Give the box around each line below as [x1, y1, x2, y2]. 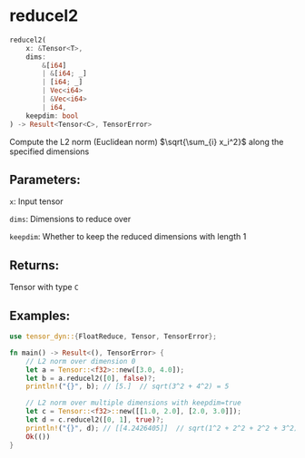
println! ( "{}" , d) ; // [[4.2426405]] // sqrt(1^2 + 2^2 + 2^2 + [25, 424, 279, 433]
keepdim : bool [25, 111, 79, 121]
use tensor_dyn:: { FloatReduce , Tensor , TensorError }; [9, 332, 218, 341]
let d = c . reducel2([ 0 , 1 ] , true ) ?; [25, 415, 165, 424]
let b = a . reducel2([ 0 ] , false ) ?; [25, 374, 156, 383]
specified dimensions [9, 146, 90, 157]
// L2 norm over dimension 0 [25, 356, 136, 365]
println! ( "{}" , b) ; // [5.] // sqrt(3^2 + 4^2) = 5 [25, 382, 230, 391]
